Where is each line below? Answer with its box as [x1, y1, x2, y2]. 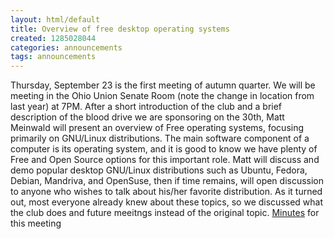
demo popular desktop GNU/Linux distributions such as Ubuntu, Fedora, [10, 164, 308, 176]
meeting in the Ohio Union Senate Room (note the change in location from [10, 90, 315, 102]
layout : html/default [10, 14, 101, 25]
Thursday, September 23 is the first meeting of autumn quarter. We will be [10, 79, 316, 91]
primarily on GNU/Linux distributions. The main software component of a [10, 132, 310, 145]
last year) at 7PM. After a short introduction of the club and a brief [10, 101, 283, 113]
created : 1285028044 [10, 33, 97, 43]
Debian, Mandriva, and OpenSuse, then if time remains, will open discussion [10, 175, 325, 187]
